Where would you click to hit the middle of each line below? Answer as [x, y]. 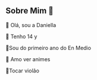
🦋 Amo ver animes [28, 59]
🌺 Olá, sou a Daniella [31, 25]
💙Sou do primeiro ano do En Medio [48, 48]
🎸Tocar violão [23, 71]
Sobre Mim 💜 [30, 11]
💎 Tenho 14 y [21, 36]
